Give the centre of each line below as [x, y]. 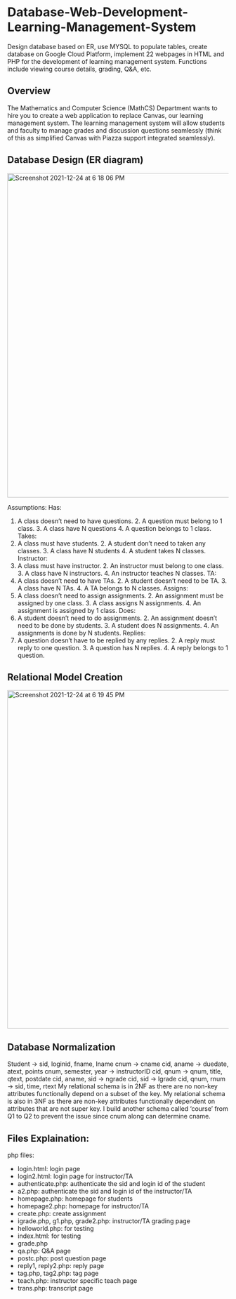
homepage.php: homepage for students [75, 1199]
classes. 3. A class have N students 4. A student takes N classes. [111, 550]
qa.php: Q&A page [44, 1251]
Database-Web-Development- [98, 12]
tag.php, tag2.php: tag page [58, 1273]
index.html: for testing [49, 1236]
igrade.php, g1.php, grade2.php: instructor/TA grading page [104, 1221]
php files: [21, 1155]
